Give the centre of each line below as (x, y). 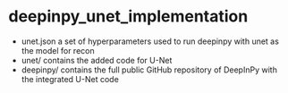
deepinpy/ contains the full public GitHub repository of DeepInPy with (149, 70)
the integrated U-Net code (70, 79)
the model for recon (58, 50)
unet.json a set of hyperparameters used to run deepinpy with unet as (150, 41)
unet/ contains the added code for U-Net (97, 60)
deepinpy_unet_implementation (128, 17)
